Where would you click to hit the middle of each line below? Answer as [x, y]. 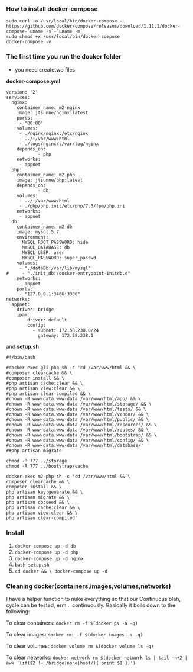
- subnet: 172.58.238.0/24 [66, 330]
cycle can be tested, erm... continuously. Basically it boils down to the [91, 605]
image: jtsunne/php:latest [50, 180]
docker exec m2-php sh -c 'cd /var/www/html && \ [68, 476]
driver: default [47, 320]
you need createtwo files [45, 69]
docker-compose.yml [33, 81]
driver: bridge [35, 310]
